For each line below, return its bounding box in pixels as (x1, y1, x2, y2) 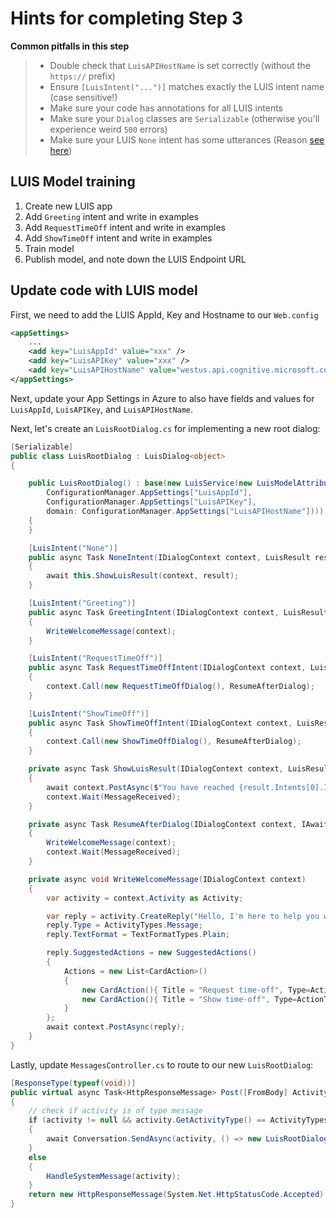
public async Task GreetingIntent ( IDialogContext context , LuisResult (28, 607, 329, 617)
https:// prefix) (49, 70, 116, 82)
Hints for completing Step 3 (10, 7, 244, 30)
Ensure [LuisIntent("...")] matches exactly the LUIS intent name (49, 80, 325, 92)
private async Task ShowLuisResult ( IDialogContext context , (28, 764, 284, 774)
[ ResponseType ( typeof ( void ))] (10, 1078, 137, 1088)
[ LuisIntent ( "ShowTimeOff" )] (28, 708, 150, 719)
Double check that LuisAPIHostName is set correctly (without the (49, 59, 311, 71)
